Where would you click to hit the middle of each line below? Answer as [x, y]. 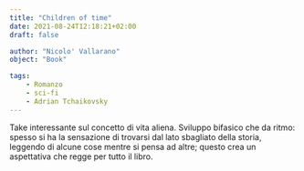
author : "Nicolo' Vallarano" [65, 51]
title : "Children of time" [61, 18]
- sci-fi [42, 93]
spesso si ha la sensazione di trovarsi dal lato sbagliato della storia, [136, 136]
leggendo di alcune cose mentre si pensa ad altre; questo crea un [133, 146]
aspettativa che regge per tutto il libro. [81, 156]
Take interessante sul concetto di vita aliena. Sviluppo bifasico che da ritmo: [152, 127]
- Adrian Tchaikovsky [67, 101]
